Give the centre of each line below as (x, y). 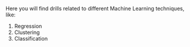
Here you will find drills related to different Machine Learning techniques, (95, 9)
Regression (28, 26)
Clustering (27, 32)
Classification (31, 38)
